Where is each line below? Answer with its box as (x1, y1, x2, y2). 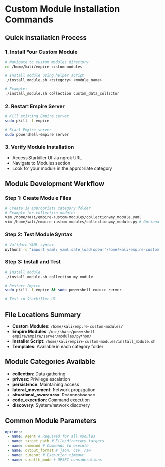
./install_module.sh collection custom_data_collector (5, 91, 120, 96)
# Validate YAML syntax (5, 242, 54, 247)
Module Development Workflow (5, 180, 105, 188)
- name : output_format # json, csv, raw (7, 448, 91, 453)
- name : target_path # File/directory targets (7, 439, 105, 444)
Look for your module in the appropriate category (12, 165, 112, 171)
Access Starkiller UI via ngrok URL (12, 155, 82, 161)
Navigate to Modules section (12, 160, 70, 166)
